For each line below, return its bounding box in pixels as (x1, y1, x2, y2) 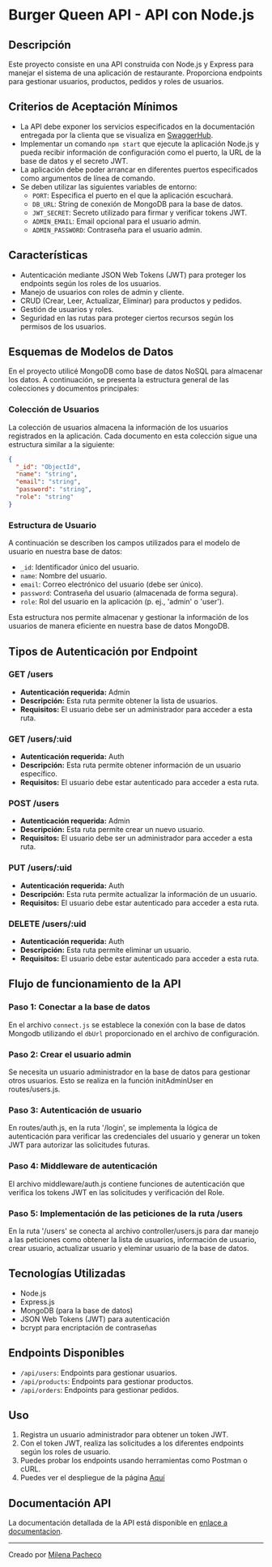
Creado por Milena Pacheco (8, 1550, 102, 1560)
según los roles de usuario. (19, 1447, 111, 1457)
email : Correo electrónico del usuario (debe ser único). (19, 579, 204, 589)
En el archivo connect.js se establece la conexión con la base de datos (8, 1019, 246, 1030)
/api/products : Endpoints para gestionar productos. (19, 1376, 194, 1386)
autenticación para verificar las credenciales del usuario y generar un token (8, 1132, 261, 1142)
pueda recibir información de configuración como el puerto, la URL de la (19, 147, 261, 157)
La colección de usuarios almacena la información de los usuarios (8, 422, 229, 432)
